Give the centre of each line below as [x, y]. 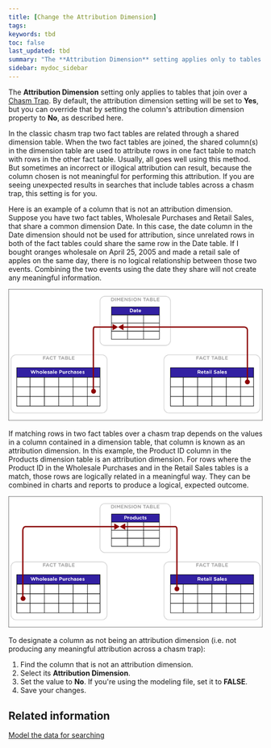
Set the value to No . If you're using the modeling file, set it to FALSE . [134, 682]
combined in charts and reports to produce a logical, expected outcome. [129, 485]
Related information [59, 715]
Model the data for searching [56, 735]
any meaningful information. [55, 278]
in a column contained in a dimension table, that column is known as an [127, 442]
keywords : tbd [32, 34]
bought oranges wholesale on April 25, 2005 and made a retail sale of [124, 252]
